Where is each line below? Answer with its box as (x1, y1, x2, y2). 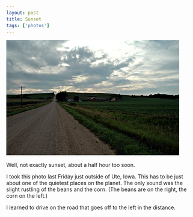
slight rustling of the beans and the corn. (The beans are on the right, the (6, 186, 187, 193)
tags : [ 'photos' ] (6, 22, 50, 28)
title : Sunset (6, 16, 42, 22)
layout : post (6, 10, 39, 16)
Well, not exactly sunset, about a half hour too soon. (6, 162, 135, 169)
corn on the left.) (6, 192, 48, 200)
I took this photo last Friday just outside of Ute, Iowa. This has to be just (6, 173, 183, 180)
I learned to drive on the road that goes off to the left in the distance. (6, 204, 176, 211)
